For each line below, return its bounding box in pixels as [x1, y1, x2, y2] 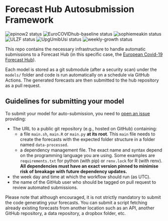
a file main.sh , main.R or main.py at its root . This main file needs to [20, 131, 155, 137]
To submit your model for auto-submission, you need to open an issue [5, 110, 150, 116]
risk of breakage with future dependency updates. [20, 168, 127, 174]
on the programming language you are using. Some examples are [20, 152, 155, 158]
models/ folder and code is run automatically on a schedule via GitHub [5, 71, 149, 78]
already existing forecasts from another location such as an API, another [5, 205, 154, 211]
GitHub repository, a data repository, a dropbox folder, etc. [5, 210, 126, 216]
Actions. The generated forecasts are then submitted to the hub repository [5, 77, 159, 83]
